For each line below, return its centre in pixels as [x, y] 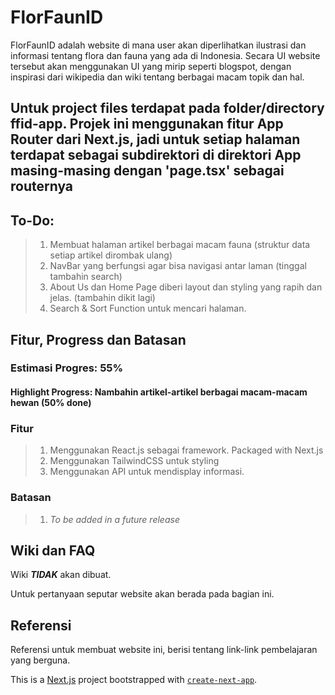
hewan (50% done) [51, 403]
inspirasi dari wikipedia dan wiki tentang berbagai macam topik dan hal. [157, 77]
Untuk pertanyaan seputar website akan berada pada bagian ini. [142, 594]
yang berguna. [40, 660]
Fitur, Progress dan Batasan [98, 339]
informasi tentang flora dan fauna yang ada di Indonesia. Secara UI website [165, 55]
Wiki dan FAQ [53, 551]
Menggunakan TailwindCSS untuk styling [134, 461]
